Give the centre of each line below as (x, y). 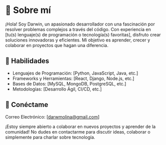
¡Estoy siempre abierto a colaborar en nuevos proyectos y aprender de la (80, 126)
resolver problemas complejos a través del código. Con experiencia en (78, 29)
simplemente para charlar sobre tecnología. (50, 137)
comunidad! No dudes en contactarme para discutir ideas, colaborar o (78, 131)
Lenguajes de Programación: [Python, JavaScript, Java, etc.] (75, 73)
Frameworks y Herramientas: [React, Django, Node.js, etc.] (73, 78)
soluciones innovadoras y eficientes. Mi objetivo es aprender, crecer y (78, 40)
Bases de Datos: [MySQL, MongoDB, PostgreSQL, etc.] (69, 83)
